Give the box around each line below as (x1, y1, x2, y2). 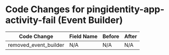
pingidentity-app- (86, 4, 165, 15)
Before (102, 33, 120, 40)
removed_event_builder (8, 41, 65, 48)
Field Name (69, 33, 98, 40)
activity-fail (5, 14, 56, 26)
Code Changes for (5, 4, 85, 15)
